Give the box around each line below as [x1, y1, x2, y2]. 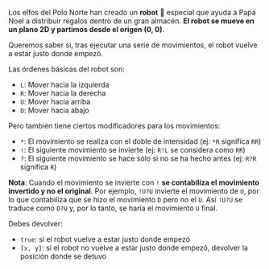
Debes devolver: [8, 219, 63, 228]
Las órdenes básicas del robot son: [8, 64, 125, 74]
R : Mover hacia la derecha [19, 88, 106, 98]
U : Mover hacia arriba [19, 97, 91, 106]
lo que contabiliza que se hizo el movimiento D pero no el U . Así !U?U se [8, 195, 243, 204]
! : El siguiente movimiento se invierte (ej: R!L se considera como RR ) [19, 145, 246, 154]
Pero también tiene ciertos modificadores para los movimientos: [8, 121, 221, 130]
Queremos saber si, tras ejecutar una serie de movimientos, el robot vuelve [8, 40, 258, 50]
